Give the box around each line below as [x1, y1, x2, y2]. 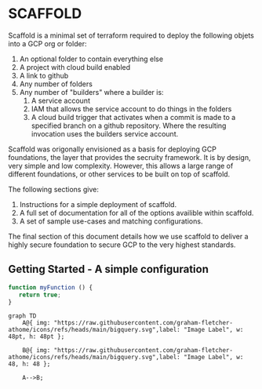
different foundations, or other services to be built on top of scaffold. [8, 169, 231, 179]
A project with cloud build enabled [19, 62, 131, 71]
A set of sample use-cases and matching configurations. [19, 216, 203, 226]
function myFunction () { [8, 283, 93, 291]
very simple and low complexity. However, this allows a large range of [8, 161, 234, 170]
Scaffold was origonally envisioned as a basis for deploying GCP [8, 144, 217, 154]
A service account [31, 96, 90, 105]
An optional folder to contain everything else [19, 54, 163, 64]
